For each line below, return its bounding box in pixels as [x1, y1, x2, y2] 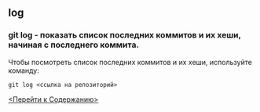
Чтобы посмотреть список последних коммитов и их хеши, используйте [8, 57, 253, 67]
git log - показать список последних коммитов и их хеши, [8, 30, 241, 41]
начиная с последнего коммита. [8, 39, 140, 50]
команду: [8, 66, 39, 75]
